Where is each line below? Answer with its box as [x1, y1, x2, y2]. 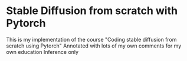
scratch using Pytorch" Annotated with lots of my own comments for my [6, 42, 182, 49]
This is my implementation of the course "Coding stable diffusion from [6, 36, 177, 43]
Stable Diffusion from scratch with [6, 4, 178, 18]
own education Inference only [6, 48, 78, 55]
